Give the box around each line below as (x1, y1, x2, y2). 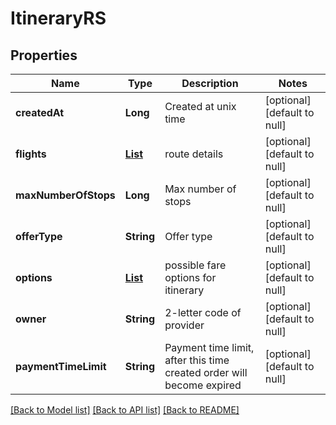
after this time (164, 353, 230, 367)
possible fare (164, 258, 227, 272)
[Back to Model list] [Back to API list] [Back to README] (10, 404, 240, 416)
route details (164, 147, 224, 161)
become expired (164, 378, 242, 392)
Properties (10, 47, 78, 64)
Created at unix (164, 100, 237, 113)
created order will (164, 366, 248, 379)
